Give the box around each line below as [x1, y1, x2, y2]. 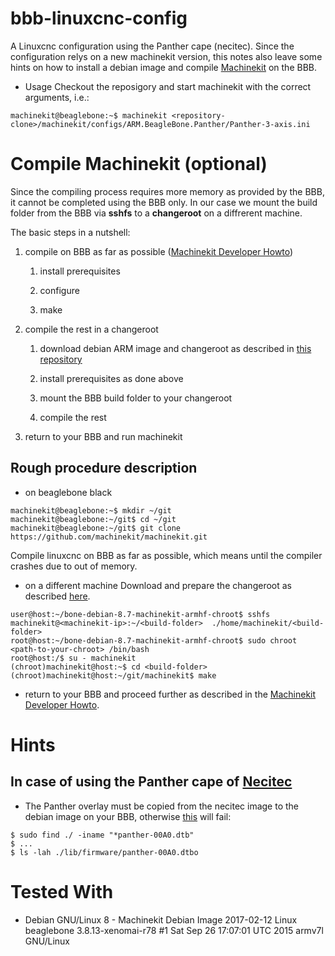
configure [39, 284, 80, 296]
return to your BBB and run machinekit [24, 430, 183, 442]
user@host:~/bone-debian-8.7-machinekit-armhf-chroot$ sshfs [10, 609, 271, 619]
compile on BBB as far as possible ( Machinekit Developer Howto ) [24, 245, 294, 257]
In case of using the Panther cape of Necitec [10, 773, 293, 791]
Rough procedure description [10, 460, 198, 477]
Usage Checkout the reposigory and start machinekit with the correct [24, 80, 312, 92]
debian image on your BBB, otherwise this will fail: [24, 810, 232, 822]
